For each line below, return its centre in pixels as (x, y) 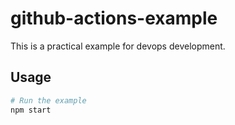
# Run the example (48, 100)
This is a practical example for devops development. (118, 46)
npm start (31, 110)
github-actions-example (114, 18)
